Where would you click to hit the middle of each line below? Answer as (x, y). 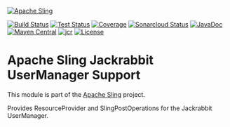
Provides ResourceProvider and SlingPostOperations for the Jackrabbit (110, 108)
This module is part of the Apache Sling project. (76, 94)
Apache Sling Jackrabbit (81, 60)
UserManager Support (74, 75)
